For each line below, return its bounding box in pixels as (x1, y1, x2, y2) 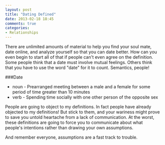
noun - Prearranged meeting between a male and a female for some (12, 84, 151, 89)
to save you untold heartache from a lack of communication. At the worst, (5, 114, 155, 120)
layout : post (5, 7, 32, 12)
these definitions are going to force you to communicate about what (5, 119, 143, 125)
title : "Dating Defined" (5, 12, 56, 17)
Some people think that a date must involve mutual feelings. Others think (5, 60, 153, 65)
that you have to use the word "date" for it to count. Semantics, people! (5, 65, 150, 71)
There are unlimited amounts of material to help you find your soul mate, (5, 44, 152, 49)
